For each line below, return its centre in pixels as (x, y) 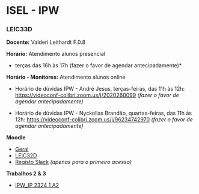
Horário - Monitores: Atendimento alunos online (66, 77)
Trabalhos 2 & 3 (26, 174)
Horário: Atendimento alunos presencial (56, 54)
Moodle (16, 138)
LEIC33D (19, 29)
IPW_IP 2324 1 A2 (37, 185)
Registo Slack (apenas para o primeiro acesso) (73, 162)
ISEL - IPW (33, 11)
